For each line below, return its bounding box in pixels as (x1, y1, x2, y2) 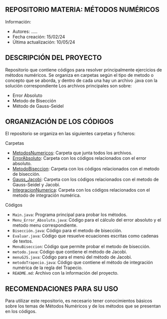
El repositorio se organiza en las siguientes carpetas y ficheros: (5, 131, 136, 137)
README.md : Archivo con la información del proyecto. (12, 270, 119, 276)
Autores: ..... (12, 28, 38, 34)
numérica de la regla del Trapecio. (12, 265, 83, 271)
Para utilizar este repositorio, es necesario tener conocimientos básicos (5, 298, 153, 304)
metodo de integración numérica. (12, 192, 81, 198)
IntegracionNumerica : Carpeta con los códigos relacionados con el (12, 187, 151, 193)
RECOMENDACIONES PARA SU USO (5, 285, 119, 293)
